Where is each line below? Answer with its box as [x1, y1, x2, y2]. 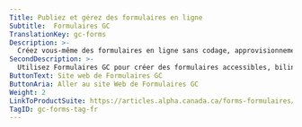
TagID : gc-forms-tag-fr [9, 105, 99, 114]
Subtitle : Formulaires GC [9, 21, 111, 30]
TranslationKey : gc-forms [9, 30, 106, 38]
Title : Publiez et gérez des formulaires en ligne [9, 13, 203, 22]
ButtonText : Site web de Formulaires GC [9, 72, 164, 80]
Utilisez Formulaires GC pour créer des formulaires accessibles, [17, 63, 271, 72]
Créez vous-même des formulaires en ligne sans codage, [17, 47, 231, 55]
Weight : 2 [9, 88, 47, 97]
